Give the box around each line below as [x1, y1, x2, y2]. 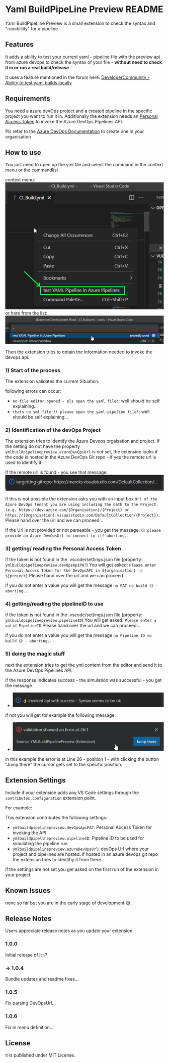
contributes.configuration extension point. [5, 795, 97, 801]
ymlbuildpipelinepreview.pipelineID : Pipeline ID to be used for [12, 835, 144, 841]
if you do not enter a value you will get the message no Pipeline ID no [5, 632, 152, 638]
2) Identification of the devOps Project [5, 426, 101, 433]
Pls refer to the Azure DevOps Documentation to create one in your [5, 128, 144, 134]
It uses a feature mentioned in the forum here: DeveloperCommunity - [5, 74, 150, 80]
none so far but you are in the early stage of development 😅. [5, 900, 132, 906]
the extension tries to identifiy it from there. [12, 856, 103, 862]
